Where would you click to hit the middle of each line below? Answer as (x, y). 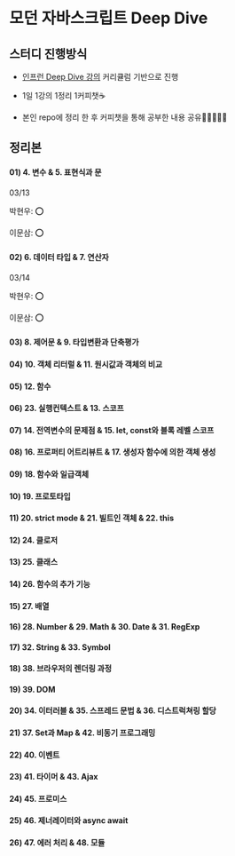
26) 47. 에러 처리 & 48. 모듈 (57, 843)
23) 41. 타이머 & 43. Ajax (54, 777)
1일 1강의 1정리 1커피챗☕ (64, 95)
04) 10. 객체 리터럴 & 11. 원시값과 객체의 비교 (86, 364)
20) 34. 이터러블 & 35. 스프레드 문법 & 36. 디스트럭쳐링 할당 (113, 710)
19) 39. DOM (32, 689)
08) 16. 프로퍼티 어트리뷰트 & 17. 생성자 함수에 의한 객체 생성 (113, 452)
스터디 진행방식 (48, 54)
